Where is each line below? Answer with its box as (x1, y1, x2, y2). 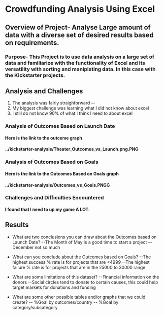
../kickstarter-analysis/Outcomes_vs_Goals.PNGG (5, 182, 110, 188)
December (12, 244, 34, 250)
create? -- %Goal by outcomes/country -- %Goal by (12, 299, 119, 305)
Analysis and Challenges (5, 87, 83, 95)
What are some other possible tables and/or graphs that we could (12, 294, 146, 300)
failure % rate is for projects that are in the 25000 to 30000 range (12, 264, 146, 270)
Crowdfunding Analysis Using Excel (5, 3, 155, 15)
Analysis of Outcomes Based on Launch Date (5, 123, 115, 130)
